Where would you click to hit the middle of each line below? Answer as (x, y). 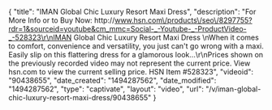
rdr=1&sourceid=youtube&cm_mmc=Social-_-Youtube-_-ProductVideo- (127, 29)
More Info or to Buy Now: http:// (62, 20)
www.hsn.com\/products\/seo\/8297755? (184, 20)
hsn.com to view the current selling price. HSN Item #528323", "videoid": (131, 72)
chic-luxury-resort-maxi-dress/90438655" (80, 97)
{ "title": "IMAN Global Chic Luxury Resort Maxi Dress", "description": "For (132, 12)
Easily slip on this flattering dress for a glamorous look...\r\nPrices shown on (136, 55)
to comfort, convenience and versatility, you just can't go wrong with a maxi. (136, 46)
